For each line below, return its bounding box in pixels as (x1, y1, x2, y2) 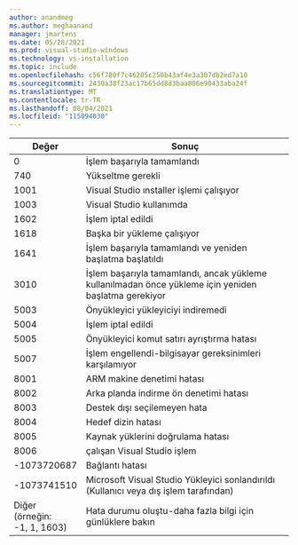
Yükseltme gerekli (85, 170, 161, 182)
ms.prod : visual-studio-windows (9, 46, 129, 55)
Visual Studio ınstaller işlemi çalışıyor (85, 184, 239, 196)
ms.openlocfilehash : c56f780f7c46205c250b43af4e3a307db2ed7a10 (9, 71, 248, 80)
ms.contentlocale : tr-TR (9, 95, 101, 105)
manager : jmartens (9, 29, 77, 38)
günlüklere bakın (85, 516, 155, 528)
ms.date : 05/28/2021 (9, 37, 86, 47)
